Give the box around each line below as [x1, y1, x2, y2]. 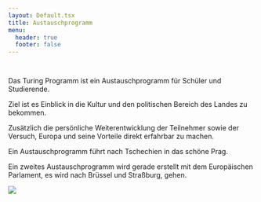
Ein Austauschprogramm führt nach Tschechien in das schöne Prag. [8, 147, 229, 156]
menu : [8, 26, 26, 34]
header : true [15, 33, 58, 42]
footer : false [15, 41, 61, 49]
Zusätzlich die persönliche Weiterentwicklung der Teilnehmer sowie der [8, 123, 240, 133]
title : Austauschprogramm [8, 19, 92, 27]
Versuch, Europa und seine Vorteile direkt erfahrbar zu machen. [8, 131, 214, 141]
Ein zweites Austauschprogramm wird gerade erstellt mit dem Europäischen [8, 162, 253, 171]
